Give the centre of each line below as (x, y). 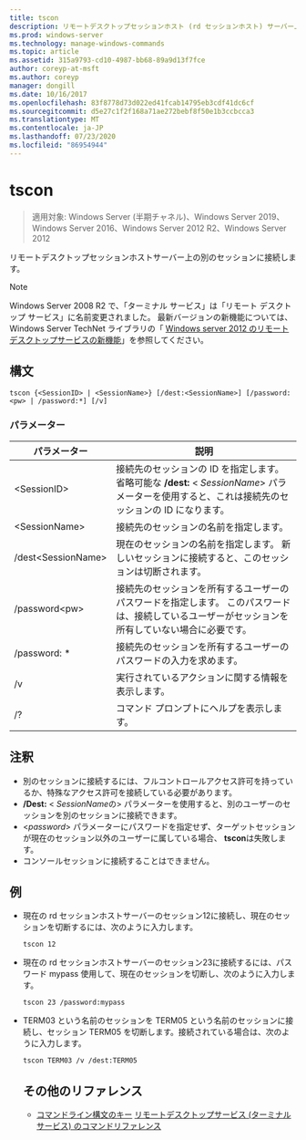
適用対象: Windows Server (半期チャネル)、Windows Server (144, 216)
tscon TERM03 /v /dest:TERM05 (80, 1061)
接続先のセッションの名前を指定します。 (202, 527)
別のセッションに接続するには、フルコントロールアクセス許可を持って (154, 781)
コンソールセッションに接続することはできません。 (118, 860)
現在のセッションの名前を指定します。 (198, 544)
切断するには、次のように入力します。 (126, 928)
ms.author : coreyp (44, 78)
